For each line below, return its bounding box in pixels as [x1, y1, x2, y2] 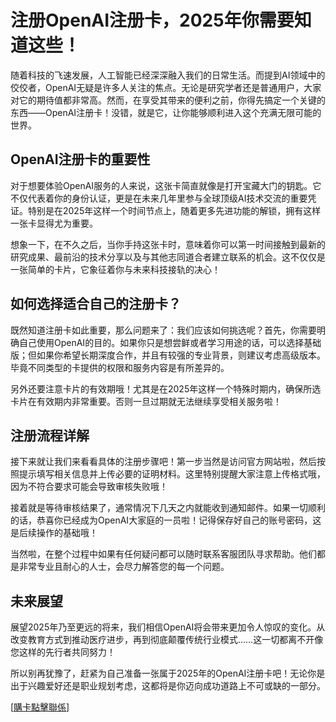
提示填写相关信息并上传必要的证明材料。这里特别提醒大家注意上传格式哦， [18, 468, 326, 480]
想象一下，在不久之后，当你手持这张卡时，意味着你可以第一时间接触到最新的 [10, 238, 326, 250]
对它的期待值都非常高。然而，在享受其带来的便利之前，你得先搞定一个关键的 [10, 94, 326, 106]
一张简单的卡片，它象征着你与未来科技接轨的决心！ [10, 263, 221, 275]
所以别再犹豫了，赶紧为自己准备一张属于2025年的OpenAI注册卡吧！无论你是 [10, 667, 326, 680]
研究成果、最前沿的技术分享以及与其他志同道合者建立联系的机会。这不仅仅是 [10, 251, 326, 263]
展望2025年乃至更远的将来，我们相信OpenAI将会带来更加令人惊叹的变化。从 [10, 621, 326, 633]
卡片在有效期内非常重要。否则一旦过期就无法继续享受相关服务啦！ [10, 395, 282, 407]
